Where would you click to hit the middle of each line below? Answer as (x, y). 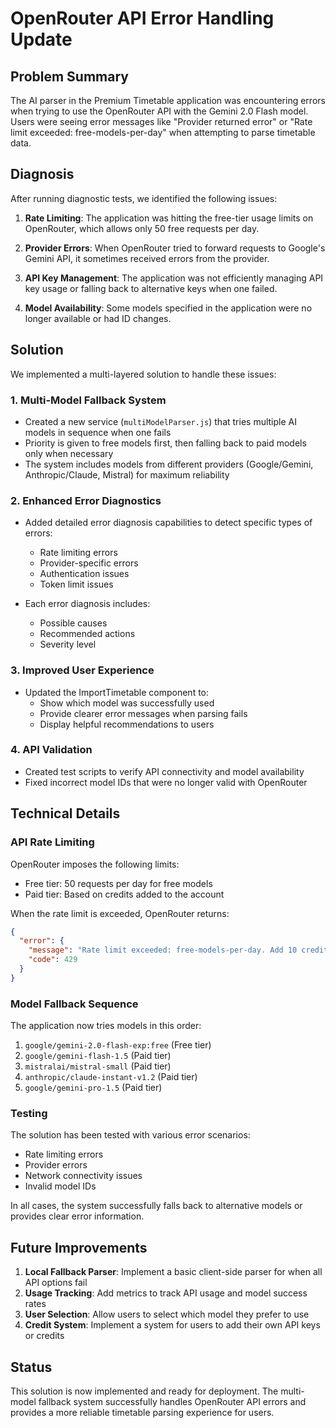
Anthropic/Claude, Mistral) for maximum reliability (127, 474)
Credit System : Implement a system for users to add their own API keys (172, 1325)
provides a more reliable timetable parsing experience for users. (142, 1412)
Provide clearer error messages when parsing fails (143, 713)
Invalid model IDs (60, 1186)
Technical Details (65, 813)
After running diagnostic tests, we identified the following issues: (144, 198)
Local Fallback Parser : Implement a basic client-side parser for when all (173, 1272)
